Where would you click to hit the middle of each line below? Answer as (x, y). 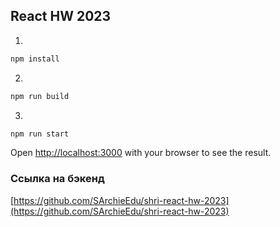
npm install (35, 59)
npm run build (40, 96)
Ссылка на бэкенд (57, 179)
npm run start (40, 134)
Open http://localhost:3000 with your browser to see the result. (141, 153)
